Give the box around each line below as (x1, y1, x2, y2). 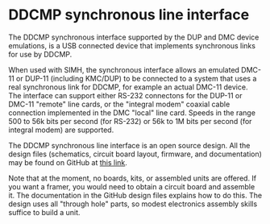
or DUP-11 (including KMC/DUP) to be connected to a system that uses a (15, 73, 257, 83)
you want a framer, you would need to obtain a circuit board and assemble (8, 181, 255, 191)
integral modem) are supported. (8, 125, 114, 135)
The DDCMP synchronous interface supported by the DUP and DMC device (8, 32, 260, 42)
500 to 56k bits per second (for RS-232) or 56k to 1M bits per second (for (8, 116, 252, 126)
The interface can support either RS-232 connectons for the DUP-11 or (8, 90, 243, 100)
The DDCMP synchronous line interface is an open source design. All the (8, 140, 251, 150)
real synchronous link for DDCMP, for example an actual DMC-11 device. (8, 82, 248, 92)
